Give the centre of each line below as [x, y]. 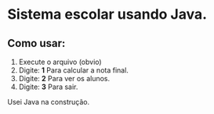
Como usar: [36, 43]
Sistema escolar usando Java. [107, 14]
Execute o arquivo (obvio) [60, 62]
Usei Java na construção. [49, 102]
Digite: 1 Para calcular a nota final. [73, 70]
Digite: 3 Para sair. [48, 87]
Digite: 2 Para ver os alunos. [64, 78]
